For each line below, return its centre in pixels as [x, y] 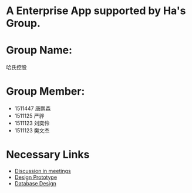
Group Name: [39, 50]
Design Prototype [36, 177]
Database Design [36, 183]
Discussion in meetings [43, 171]
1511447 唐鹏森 [33, 109]
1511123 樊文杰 [32, 131]
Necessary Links [48, 155]
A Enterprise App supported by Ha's [96, 11]
